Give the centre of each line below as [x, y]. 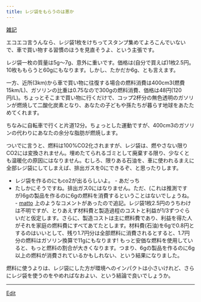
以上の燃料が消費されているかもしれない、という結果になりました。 [99, 255]
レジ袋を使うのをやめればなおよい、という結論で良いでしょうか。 [92, 275]
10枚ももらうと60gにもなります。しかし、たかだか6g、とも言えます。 [93, 70]
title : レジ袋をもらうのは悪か [40, 12]
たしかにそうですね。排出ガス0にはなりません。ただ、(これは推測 [96, 188]
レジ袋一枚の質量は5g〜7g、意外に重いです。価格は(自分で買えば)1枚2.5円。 [100, 62]
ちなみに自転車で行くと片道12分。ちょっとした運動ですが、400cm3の [93, 125]
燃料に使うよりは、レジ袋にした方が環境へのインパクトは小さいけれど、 [95, 268]
